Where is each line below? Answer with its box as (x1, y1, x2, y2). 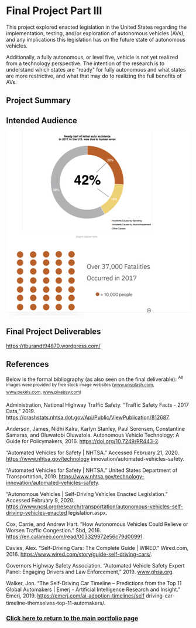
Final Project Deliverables (6, 327, 101, 337)
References (6, 359, 49, 369)
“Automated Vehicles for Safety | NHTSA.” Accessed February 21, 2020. (6, 449, 180, 456)
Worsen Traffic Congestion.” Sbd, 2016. (6, 527, 101, 534)
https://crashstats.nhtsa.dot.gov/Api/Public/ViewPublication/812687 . (6, 414, 170, 421)
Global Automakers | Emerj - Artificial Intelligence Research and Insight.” (6, 586, 181, 593)
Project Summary (6, 96, 71, 106)
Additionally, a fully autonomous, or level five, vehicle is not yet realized (6, 53, 178, 60)
